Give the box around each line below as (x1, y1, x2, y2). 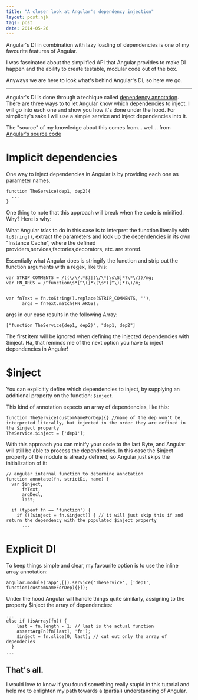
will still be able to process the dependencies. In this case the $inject (6, 447, 174, 454)
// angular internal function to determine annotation (6, 471, 144, 477)
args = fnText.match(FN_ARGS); (21, 301, 99, 307)
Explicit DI (6, 542, 57, 556)
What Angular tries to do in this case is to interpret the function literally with (6, 227, 190, 234)
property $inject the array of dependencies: (6, 601, 113, 609)
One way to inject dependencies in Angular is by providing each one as (6, 171, 179, 178)
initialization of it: (6, 459, 48, 467)
